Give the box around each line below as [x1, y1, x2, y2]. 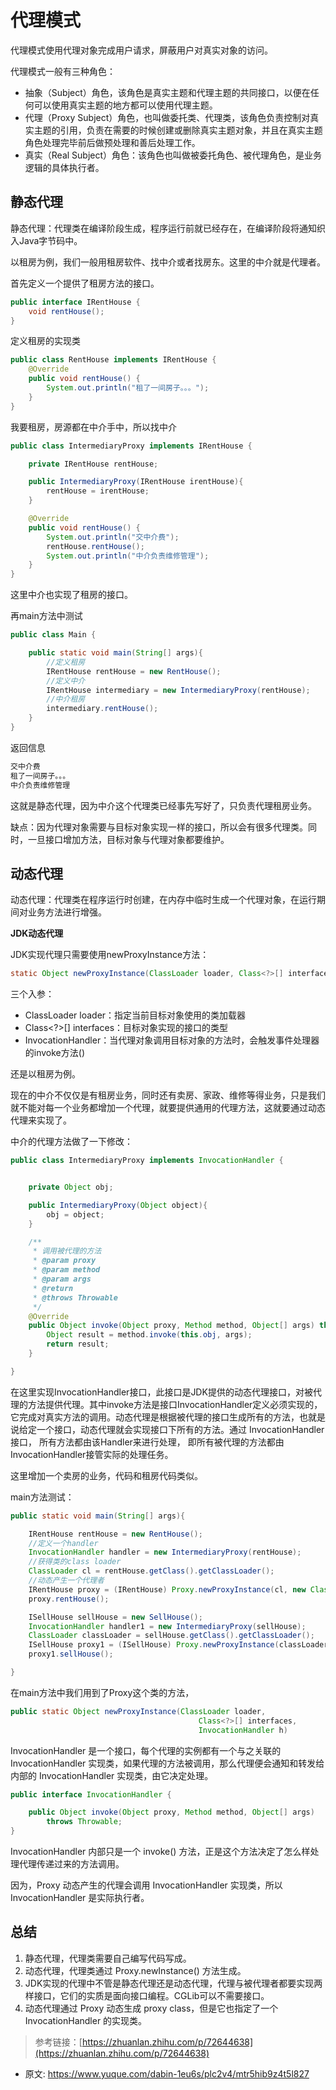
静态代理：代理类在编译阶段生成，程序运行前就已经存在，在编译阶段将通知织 [10, 222, 326, 234]
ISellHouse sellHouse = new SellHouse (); [28, 1612, 203, 1622]
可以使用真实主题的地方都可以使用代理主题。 [33, 99, 218, 111]
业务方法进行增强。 [27, 906, 107, 918]
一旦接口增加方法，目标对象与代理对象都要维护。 [27, 833, 230, 845]
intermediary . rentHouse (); [46, 704, 159, 714]
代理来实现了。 [10, 1114, 72, 1126]
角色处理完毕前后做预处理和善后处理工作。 [24, 136, 201, 148]
